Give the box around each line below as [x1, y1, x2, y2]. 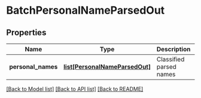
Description [156, 45, 191, 53]
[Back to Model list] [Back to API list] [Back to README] [6, 85, 144, 93]
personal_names [9, 63, 58, 71]
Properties [6, 27, 47, 38]
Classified [156, 55, 185, 63]
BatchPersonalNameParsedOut [6, 4, 165, 17]
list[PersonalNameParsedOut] [63, 63, 151, 71]
